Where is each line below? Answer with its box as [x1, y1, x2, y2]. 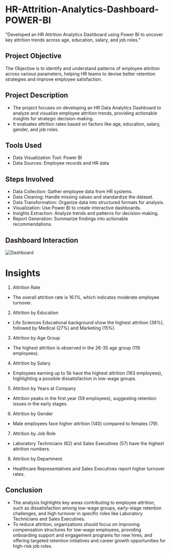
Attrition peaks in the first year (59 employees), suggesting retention [12, 395, 157, 401]
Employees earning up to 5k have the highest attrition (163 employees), [12, 370, 163, 376]
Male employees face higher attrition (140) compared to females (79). [12, 420, 159, 427]
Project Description [5, 91, 68, 100]
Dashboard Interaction [5, 236, 79, 245]
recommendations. [12, 221, 53, 227]
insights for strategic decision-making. [12, 115, 94, 121]
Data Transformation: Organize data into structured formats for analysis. [12, 200, 164, 206]
